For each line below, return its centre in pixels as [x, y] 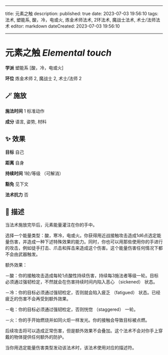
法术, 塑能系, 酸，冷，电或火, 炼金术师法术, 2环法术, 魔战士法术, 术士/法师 [80, 20]
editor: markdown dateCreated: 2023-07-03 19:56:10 [65, 26]
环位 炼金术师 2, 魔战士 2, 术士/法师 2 [43, 78]
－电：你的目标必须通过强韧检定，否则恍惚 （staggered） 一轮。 [72, 309]
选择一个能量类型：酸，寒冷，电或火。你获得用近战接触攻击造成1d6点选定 [81, 236]
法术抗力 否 [17, 195]
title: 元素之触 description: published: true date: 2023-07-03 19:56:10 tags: [82, 14]
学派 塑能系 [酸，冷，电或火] [34, 68]
